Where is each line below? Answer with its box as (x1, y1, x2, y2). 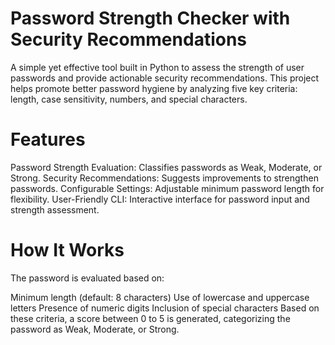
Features (10, 128, 86, 151)
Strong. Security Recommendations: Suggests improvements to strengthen (10, 172, 319, 184)
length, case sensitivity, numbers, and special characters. (10, 93, 248, 105)
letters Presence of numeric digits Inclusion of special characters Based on (10, 302, 320, 314)
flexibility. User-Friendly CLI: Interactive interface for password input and (10, 193, 310, 205)
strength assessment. (10, 203, 100, 216)
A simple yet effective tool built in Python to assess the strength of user (10, 61, 305, 73)
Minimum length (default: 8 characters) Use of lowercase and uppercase (10, 291, 310, 303)
